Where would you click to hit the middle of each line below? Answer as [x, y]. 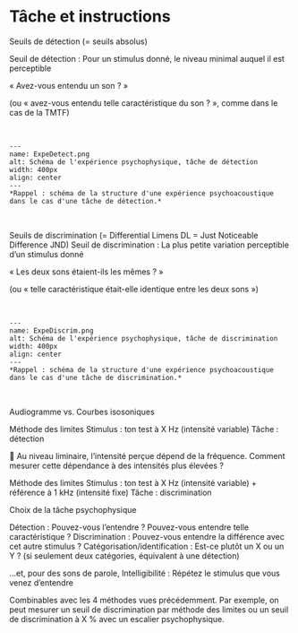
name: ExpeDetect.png [50, 154]
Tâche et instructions [90, 17]
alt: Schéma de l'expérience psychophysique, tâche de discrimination [144, 338]
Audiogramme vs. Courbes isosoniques [82, 412]
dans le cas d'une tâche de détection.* [86, 201]
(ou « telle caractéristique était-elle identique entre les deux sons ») [134, 289]
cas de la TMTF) [39, 112]
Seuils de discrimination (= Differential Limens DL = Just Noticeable [134, 235]
